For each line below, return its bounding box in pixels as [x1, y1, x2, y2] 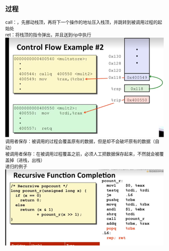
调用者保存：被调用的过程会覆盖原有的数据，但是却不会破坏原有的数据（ [5, 138, 155, 144]
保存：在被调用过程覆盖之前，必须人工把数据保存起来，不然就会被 [22, 151, 159, 157]
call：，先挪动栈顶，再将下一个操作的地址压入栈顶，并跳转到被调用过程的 [5, 19, 158, 25]
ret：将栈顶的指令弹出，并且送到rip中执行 [5, 32, 92, 38]
